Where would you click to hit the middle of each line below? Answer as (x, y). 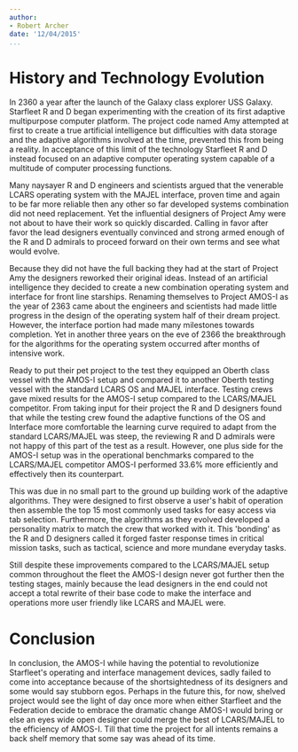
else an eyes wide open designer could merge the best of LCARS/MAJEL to (147, 720)
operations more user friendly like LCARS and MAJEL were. (118, 603)
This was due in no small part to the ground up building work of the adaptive (149, 491)
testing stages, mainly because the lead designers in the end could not (138, 584)
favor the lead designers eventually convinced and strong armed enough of (147, 232)
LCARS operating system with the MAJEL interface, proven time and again (145, 195)
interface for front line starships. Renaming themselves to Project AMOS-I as (149, 297)
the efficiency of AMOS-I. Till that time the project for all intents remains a (144, 729)
